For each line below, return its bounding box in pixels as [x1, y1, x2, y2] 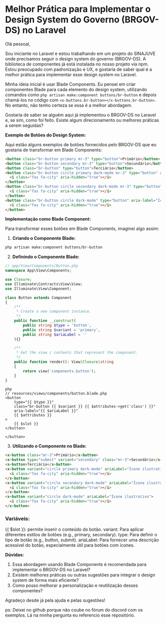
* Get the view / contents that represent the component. [16, 350, 138, 355]
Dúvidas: [5, 552, 24, 558]
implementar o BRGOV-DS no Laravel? [12, 566, 90, 573]
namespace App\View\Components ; [5, 268, 72, 273]
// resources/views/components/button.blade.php [5, 391, 107, 396]
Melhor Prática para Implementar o [5, 3, 151, 15]
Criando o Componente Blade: [12, 235, 76, 241]
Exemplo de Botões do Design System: [5, 132, 86, 138]
